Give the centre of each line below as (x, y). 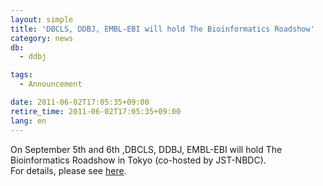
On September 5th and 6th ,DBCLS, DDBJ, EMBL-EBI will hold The (146, 149)
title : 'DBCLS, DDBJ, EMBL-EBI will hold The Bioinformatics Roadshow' (162, 29)
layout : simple (42, 19)
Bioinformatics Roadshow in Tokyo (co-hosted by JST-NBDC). (138, 160)
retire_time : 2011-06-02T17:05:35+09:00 (96, 111)
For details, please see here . (68, 170)
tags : (21, 75)
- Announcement (51, 84)
